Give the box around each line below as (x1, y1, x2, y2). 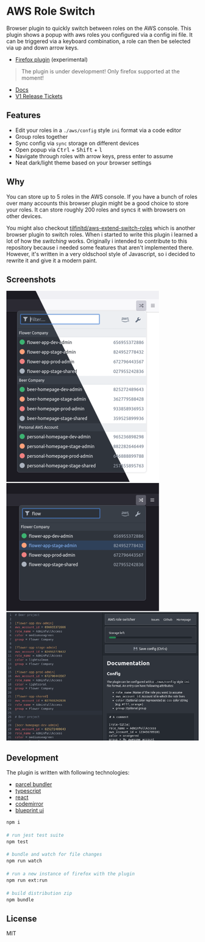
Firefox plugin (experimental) (15, 56, 88, 63)
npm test (6, 839, 29, 845)
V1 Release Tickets (15, 92, 63, 100)
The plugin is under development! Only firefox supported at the (21, 67, 180, 75)
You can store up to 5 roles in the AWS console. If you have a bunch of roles (6, 193, 198, 200)
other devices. (6, 212, 43, 219)
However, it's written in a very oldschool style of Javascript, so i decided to (6, 250, 195, 257)
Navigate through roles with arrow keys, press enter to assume (15, 152, 173, 160)
